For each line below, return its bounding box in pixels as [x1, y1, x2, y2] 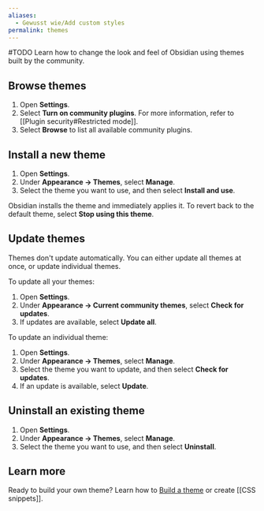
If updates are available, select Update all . [19, 317, 158, 326]
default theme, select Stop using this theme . [8, 210, 154, 218]
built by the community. [8, 56, 85, 65]
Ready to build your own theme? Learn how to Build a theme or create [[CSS [8, 486, 256, 495]
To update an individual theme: [8, 332, 109, 341]
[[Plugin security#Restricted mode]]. [19, 117, 139, 126]
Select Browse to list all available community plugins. [19, 125, 193, 135]
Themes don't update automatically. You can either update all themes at [8, 253, 242, 263]
